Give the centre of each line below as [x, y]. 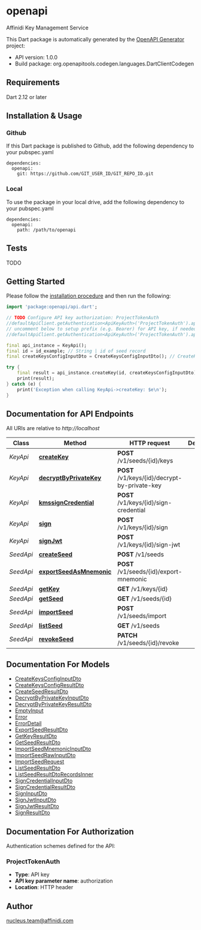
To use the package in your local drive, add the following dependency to [95, 202]
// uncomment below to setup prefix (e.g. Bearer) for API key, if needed [101, 329]
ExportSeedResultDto [41, 730]
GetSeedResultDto [38, 743]
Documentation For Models [58, 664]
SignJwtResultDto [37, 806]
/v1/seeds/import [142, 616]
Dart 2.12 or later [27, 97]
